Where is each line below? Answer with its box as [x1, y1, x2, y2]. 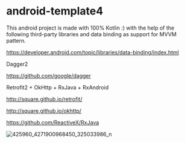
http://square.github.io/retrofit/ [6, 95, 83, 103]
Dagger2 [6, 60, 28, 68]
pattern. [6, 37, 26, 44]
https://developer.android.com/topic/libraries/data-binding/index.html [6, 48, 180, 56]
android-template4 [6, 4, 104, 18]
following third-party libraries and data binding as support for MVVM [6, 30, 177, 37]
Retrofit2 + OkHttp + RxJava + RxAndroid [6, 83, 109, 91]
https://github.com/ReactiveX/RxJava [6, 119, 99, 126]
